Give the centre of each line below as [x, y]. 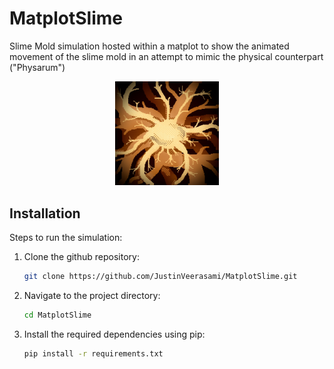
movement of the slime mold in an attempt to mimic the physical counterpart [166, 56]
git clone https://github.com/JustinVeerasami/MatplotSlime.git [160, 277]
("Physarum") [37, 67]
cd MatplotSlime [57, 315]
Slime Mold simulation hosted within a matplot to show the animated [149, 46]
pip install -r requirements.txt [93, 353]
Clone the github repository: [81, 257]
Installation [45, 213]
